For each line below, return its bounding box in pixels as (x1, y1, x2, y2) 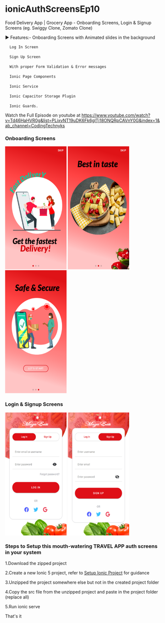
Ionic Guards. (9, 103, 38, 109)
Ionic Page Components (9, 74, 56, 79)
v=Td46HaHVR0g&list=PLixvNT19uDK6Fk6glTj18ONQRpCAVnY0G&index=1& (5, 117, 160, 123)
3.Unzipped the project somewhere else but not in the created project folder (5, 579, 160, 585)
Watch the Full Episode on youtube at (5, 112, 81, 118)
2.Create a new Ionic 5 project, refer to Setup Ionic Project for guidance (5, 569, 150, 576)
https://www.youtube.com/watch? (81, 112, 151, 118)
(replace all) (5, 594, 29, 600)
